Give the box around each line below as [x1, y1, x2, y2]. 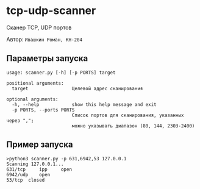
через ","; [6, 117, 34, 124]
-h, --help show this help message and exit [12, 101, 157, 107]
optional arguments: [6, 96, 59, 102]
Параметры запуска [6, 53, 88, 64]
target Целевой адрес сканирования [12, 85, 143, 91]
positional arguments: [6, 80, 64, 86]
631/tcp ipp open [6, 166, 72, 173]
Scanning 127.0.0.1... [6, 161, 64, 167]
